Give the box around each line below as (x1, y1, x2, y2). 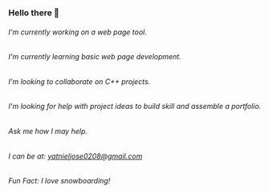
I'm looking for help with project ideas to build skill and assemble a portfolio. (8, 102, 262, 111)
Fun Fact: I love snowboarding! (8, 176, 111, 186)
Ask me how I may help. (8, 126, 88, 135)
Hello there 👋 (8, 7, 60, 18)
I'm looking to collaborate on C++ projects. (8, 76, 151, 86)
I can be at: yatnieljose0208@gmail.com (8, 151, 143, 161)
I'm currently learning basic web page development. (8, 52, 182, 62)
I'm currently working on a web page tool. (8, 27, 147, 37)
